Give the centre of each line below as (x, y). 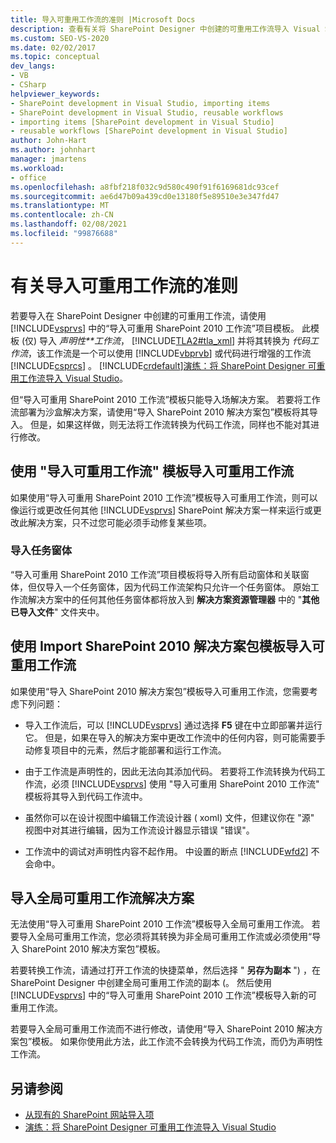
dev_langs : (33, 66)
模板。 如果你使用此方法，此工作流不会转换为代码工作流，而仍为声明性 (177, 1042)
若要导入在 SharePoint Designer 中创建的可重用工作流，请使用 (138, 315)
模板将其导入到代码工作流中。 (86, 796)
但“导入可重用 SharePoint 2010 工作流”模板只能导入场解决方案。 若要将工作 (165, 399)
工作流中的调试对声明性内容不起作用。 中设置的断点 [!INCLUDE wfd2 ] (166, 851)
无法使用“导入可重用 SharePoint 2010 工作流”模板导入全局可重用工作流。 (160, 924)
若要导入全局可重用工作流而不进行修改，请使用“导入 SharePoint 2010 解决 (162, 1029)
